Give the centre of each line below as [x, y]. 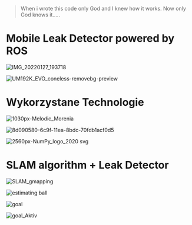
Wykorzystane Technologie [75, 103]
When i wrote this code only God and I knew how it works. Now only [103, 9]
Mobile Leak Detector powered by [90, 38]
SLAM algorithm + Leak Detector [87, 165]
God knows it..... [40, 15]
